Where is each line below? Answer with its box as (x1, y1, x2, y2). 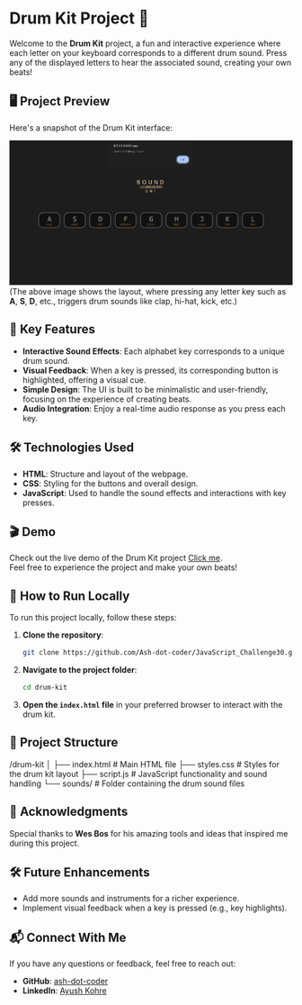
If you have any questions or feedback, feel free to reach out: (9, 958, 236, 969)
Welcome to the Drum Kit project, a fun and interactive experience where (9, 38, 281, 49)
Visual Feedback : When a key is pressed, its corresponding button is (22, 365, 279, 376)
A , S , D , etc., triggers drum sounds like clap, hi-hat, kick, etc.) (9, 295, 238, 306)
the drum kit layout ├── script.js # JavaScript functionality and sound (9, 768, 268, 779)
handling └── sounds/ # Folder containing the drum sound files (9, 778, 245, 789)
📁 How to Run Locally (9, 588, 130, 603)
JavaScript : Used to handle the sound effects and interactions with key (22, 487, 287, 498)
